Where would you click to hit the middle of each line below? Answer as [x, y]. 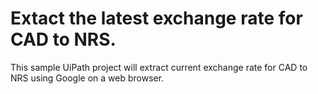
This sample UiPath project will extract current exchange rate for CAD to [159, 67]
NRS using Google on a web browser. [87, 78]
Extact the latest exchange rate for [156, 18]
